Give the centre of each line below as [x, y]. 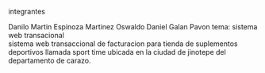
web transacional [36, 35]
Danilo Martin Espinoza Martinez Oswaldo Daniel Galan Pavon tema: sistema [133, 27]
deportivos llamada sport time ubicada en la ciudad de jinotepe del [117, 52]
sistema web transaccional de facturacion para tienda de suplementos [123, 44]
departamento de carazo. [50, 60]
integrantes [27, 12]
